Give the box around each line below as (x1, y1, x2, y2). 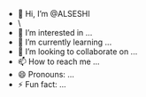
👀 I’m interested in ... (17, 28, 93, 37)
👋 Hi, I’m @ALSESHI (17, 9, 90, 19)
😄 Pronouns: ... (17, 69, 75, 79)
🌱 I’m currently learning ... (17, 36, 112, 47)
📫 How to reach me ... (17, 56, 100, 67)
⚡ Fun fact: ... (17, 79, 66, 89)
